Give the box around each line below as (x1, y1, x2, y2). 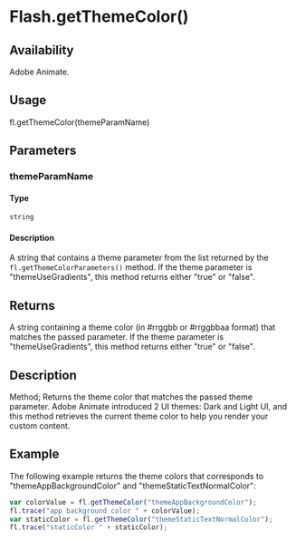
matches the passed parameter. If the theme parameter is (9, 332, 224, 342)
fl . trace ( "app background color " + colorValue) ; (9, 506, 201, 516)
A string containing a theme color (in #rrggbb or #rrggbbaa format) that (9, 322, 276, 333)
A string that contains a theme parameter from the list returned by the (9, 252, 269, 264)
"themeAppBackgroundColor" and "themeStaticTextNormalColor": (9, 480, 256, 491)
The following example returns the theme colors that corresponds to (9, 470, 264, 481)
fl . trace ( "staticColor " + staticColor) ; (9, 523, 168, 532)
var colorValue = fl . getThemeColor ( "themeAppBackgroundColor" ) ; (9, 497, 257, 506)
